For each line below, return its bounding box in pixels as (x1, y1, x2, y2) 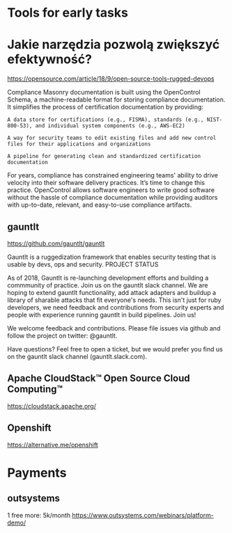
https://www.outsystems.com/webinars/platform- (72, 511, 214, 519)
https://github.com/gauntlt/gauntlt (7, 239, 105, 248)
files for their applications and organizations (7, 141, 151, 148)
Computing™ (7, 383, 63, 395)
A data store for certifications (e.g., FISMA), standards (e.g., (7, 116, 204, 123)
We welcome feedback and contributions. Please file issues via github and (7, 324, 221, 332)
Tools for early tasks (7, 5, 129, 21)
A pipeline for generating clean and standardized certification (7, 153, 201, 160)
